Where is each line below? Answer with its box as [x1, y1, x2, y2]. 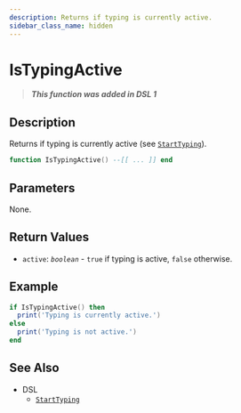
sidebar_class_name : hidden [9, 21, 114, 30]
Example [9, 279, 59, 295]
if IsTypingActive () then [9, 303, 105, 312]
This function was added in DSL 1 [30, 89, 157, 100]
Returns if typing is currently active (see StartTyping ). [9, 139, 207, 150]
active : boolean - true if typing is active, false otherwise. [21, 253, 233, 263]
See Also [9, 360, 60, 376]
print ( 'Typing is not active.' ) [17, 328, 138, 336]
